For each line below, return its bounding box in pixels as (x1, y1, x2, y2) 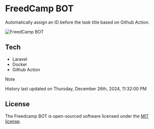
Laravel (12, 56, 28, 62)
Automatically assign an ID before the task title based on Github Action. (5, 19, 150, 25)
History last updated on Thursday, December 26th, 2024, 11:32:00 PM (5, 86, 147, 92)
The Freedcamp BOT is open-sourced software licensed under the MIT (5, 113, 149, 119)
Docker (12, 61, 28, 67)
